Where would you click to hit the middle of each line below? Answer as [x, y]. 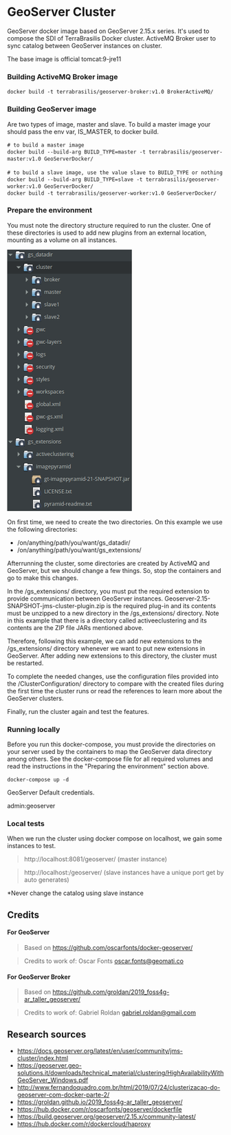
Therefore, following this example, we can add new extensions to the [105, 641]
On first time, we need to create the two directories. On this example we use [115, 522]
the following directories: [42, 529]
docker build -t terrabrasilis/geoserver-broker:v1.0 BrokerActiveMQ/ [110, 92]
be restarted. [25, 663]
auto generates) [47, 880]
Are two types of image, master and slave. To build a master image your [109, 124]
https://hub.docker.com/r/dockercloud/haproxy [84, 1124]
